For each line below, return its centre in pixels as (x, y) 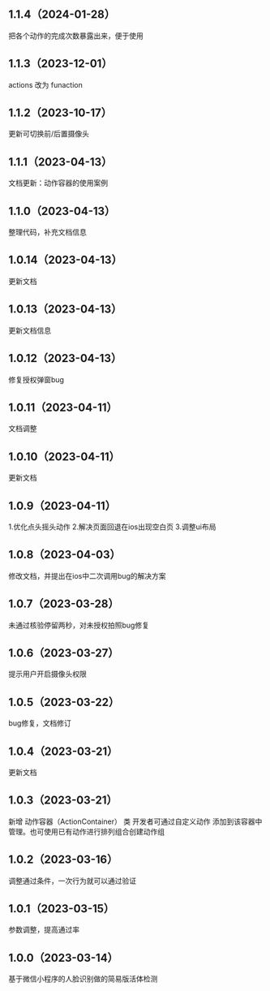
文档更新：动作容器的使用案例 (58, 183)
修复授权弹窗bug (36, 379)
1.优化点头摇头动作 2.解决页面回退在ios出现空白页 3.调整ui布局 (112, 527)
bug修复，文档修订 (40, 723)
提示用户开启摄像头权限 (47, 674)
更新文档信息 (30, 330)
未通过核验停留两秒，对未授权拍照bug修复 (79, 625)
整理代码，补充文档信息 (47, 232)
